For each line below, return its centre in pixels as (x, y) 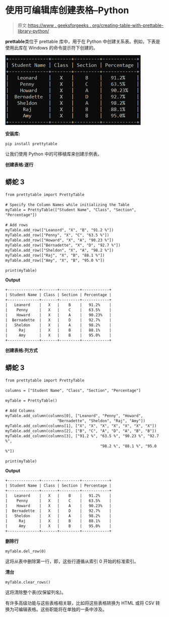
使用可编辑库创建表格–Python (67, 10)
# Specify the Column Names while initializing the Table (67, 205)
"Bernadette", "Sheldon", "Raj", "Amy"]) (101, 421)
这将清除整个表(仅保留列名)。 (36, 592)
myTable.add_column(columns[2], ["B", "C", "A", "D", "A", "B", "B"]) (81, 431)
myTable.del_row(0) (26, 551)
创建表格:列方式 (21, 350)
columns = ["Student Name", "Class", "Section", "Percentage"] (73, 390)
